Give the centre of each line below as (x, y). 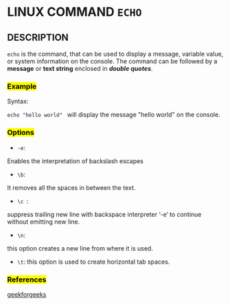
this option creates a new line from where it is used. (80, 248)
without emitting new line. (44, 222)
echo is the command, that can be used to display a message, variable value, (115, 54)
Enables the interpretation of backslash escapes (76, 161)
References (27, 280)
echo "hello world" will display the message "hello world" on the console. (114, 115)
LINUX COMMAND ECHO (74, 12)
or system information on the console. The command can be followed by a (112, 61)
